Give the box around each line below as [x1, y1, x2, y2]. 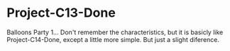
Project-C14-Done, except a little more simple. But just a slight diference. [6, 35, 220, 43]
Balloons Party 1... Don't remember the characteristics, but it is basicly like [6, 28, 224, 36]
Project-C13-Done [6, 5, 116, 21]
